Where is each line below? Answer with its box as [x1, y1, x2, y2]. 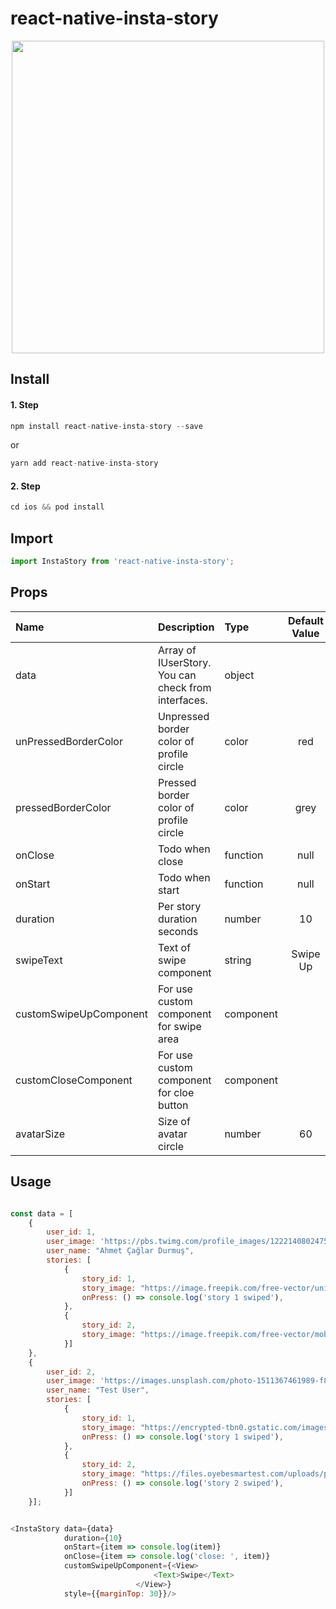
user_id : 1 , [46, 1227, 97, 1237]
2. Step [10, 480, 41, 492]
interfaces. [157, 693, 208, 707]
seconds [157, 924, 199, 938]
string [224, 953, 252, 967]
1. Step [10, 398, 39, 411]
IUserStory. [157, 655, 212, 669]
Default [288, 613, 324, 627]
